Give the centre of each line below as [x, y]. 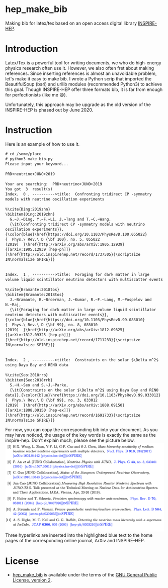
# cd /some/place [23, 154]
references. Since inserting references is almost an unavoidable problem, [81, 73]
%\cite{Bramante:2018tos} [32, 289]
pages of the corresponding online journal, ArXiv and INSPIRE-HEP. [75, 541]
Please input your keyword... [37, 164]
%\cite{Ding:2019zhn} [28, 209]
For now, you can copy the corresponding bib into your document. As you [81, 429]
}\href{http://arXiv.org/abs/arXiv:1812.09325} [74, 330]
